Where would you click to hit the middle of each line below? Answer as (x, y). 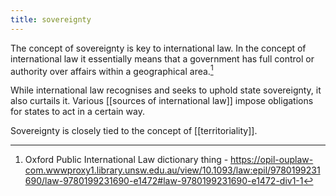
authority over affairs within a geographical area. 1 (112, 70)
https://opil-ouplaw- (272, 160)
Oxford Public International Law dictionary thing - (126, 160)
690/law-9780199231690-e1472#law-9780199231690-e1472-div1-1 (164, 181)
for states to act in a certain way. (77, 112)
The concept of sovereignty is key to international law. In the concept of (158, 48)
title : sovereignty (51, 19)
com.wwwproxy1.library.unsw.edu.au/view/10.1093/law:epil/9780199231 (172, 170)
